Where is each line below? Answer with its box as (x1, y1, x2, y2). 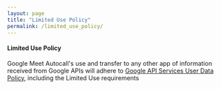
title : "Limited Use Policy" (7, 16, 91, 23)
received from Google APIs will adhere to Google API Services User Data (7, 66, 214, 75)
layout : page (7, 10, 45, 17)
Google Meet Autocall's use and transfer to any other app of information (7, 59, 213, 67)
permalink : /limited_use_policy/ (7, 23, 104, 29)
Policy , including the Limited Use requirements (7, 73, 140, 82)
